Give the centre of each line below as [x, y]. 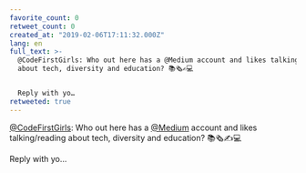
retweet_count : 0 [42, 26]
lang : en [26, 43]
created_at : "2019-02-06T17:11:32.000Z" [87, 35]
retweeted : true [40, 101]
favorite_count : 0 [44, 18]
